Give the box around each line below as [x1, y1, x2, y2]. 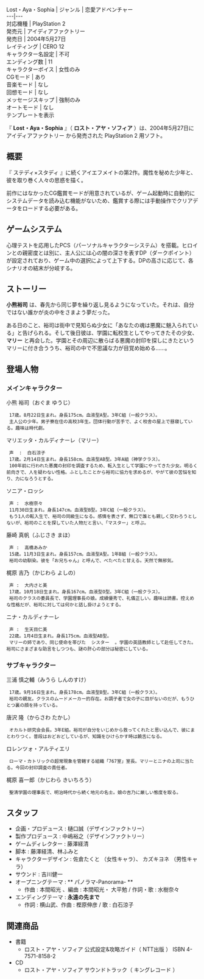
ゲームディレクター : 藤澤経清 [15, 840, 89, 847]
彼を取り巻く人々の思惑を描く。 [6, 176, 86, 183]
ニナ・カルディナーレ [6, 613, 60, 621]
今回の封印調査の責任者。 [15, 765, 70, 771]
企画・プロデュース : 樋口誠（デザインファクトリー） [15, 825, 148, 832]
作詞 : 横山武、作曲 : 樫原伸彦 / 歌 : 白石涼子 [24, 901, 134, 908]
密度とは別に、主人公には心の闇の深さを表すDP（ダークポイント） [27, 249, 195, 256]
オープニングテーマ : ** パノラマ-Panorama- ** [15, 878, 133, 886]
